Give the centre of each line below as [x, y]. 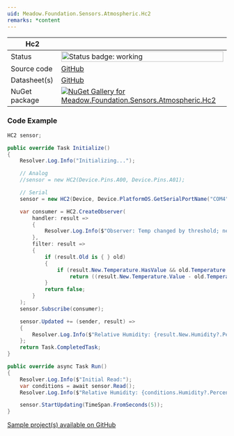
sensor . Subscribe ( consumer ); [62, 309]
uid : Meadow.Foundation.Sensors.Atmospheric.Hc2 [79, 14]
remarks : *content [34, 20]
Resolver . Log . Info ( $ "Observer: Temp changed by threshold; [132, 231]
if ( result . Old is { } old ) [85, 257]
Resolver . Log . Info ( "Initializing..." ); [78, 161]
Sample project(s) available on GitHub [62, 425]
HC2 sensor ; [24, 135]
